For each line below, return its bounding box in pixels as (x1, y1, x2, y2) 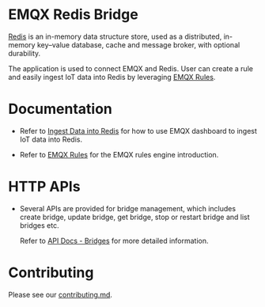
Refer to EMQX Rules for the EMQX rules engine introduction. (19, 150, 219, 159)
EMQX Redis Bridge (8, 6, 138, 24)
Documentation (8, 100, 113, 118)
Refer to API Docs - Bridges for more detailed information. (19, 236, 209, 245)
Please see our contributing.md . (8, 290, 113, 299)
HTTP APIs (8, 178, 81, 195)
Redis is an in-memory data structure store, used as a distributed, (8, 32, 222, 41)
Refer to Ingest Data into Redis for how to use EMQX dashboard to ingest (19, 126, 257, 135)
